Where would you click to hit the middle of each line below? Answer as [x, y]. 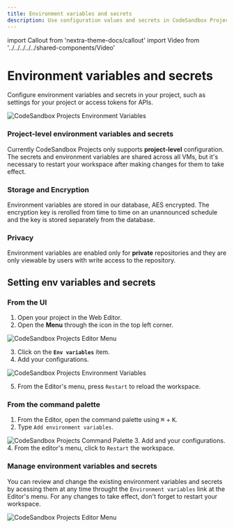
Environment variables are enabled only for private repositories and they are [117, 253]
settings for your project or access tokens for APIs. [80, 103]
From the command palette [54, 404]
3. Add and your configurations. [180, 441]
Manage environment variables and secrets [83, 467]
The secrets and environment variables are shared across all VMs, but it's [113, 156]
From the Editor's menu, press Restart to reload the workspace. [109, 387]
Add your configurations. [53, 360]
